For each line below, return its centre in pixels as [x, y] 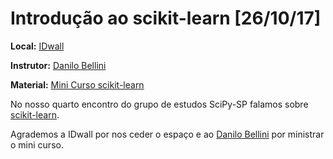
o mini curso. [37, 144]
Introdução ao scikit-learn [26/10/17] [166, 18]
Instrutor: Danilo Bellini [58, 65]
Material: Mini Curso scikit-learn [77, 84]
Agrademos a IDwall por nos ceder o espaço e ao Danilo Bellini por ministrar [167, 134]
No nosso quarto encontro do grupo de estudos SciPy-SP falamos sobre [159, 104]
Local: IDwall [37, 46]
